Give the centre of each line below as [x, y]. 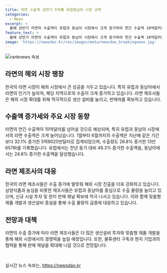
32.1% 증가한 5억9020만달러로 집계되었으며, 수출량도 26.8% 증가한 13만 [85, 141]
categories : [17, 14]
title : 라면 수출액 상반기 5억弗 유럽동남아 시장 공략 [53, 10]
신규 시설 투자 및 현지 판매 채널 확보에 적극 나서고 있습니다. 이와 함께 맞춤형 [88, 197]
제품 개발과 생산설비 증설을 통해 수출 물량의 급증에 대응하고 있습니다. [71, 203]
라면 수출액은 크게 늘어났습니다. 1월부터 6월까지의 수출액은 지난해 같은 [82, 136]
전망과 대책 [21, 220]
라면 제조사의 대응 [31, 171]
